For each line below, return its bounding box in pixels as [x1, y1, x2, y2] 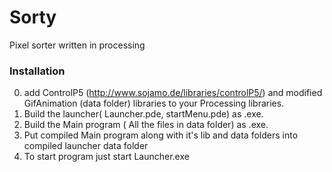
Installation [9, 64, 66, 78]
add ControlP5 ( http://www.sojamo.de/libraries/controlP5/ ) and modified [23, 87, 323, 99]
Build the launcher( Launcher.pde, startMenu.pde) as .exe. [23, 108, 264, 120]
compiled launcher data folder [23, 140, 149, 152]
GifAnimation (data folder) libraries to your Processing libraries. [23, 97, 285, 110]
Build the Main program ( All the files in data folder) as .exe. [23, 119, 269, 131]
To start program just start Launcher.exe [23, 151, 190, 163]
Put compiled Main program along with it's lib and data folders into [23, 129, 299, 141]
